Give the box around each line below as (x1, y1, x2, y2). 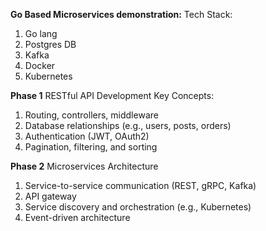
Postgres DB (24, 39, 77, 50)
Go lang (24, 28, 58, 39)
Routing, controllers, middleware (24, 109, 159, 121)
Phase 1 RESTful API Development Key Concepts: (10, 90, 215, 101)
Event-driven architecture (24, 212, 131, 223)
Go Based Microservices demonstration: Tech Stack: (10, 9, 233, 20)
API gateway (24, 190, 77, 202)
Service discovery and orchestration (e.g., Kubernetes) (24, 201, 252, 213)
